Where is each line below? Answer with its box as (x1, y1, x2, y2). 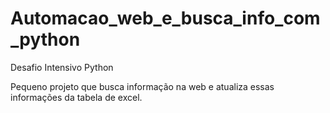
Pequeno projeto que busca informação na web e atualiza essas (10, 80, 275, 92)
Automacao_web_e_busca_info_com (10, 7, 321, 30)
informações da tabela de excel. (10, 91, 143, 103)
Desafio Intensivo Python (10, 61, 114, 73)
